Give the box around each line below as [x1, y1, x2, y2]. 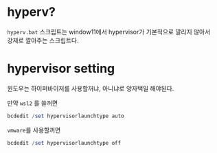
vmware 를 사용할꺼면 [7, 126, 61, 134]
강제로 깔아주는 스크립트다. [7, 36, 79, 45]
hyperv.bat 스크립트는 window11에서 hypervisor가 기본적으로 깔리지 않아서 [7, 27, 211, 36]
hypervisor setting [7, 61, 115, 76]
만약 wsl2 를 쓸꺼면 [7, 99, 58, 107]
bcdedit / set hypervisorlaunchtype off [7, 139, 122, 146]
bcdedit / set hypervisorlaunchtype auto [7, 113, 125, 119]
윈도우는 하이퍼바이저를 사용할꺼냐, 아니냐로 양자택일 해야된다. [7, 84, 174, 93]
